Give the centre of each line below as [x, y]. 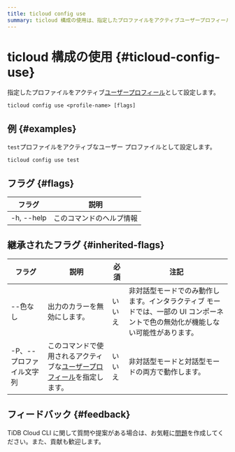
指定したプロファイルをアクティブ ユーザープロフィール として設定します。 [114, 92]
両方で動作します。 [174, 372]
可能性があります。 [167, 333]
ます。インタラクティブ [166, 301]
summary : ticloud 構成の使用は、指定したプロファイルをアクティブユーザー [104, 20]
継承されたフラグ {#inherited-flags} [86, 245]
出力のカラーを [72, 306]
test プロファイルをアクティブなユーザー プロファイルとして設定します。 [112, 147]
